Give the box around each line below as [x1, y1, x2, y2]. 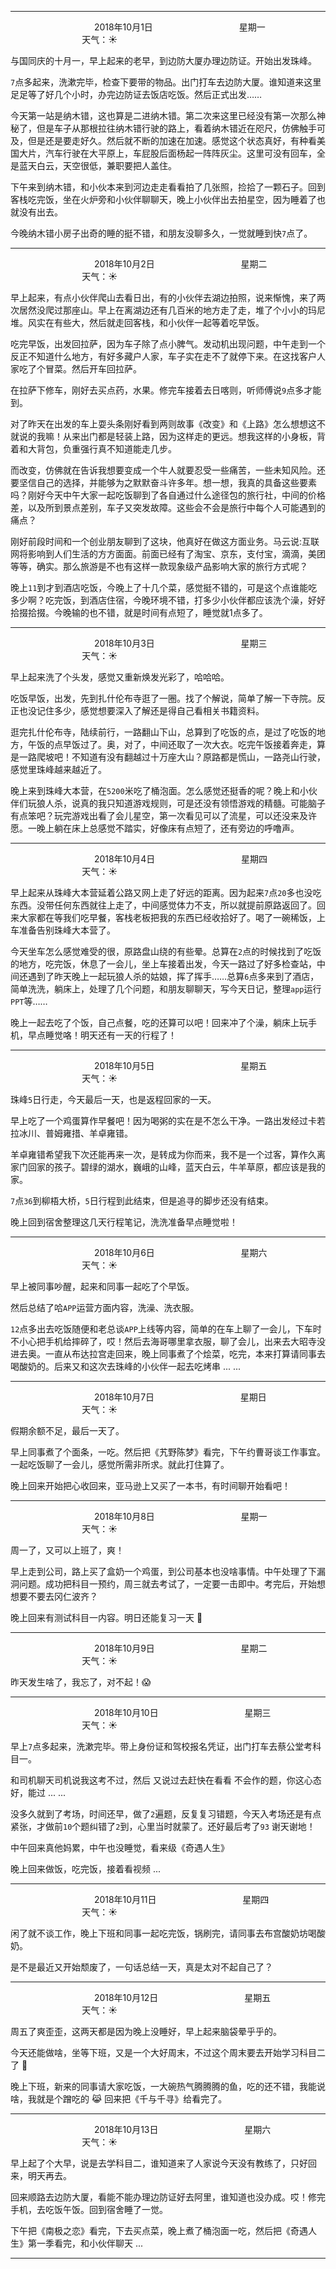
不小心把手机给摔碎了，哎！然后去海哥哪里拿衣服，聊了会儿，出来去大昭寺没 [10, 1336, 326, 1347]
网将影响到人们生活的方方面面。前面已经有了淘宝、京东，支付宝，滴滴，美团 [10, 548, 326, 560]
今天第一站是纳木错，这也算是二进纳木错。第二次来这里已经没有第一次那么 [10, 110, 317, 121]
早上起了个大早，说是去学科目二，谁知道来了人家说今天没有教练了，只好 [10, 2157, 308, 2169]
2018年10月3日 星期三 [93, 637, 268, 649]
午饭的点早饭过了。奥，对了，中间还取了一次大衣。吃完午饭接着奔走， [27, 739, 317, 750]
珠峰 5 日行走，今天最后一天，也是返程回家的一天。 [10, 1094, 217, 1105]
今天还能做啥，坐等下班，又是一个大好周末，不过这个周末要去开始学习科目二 [10, 2047, 326, 2058]
